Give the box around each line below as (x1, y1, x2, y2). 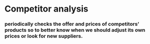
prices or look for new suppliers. (4, 33, 83, 40)
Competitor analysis (4, 3, 89, 15)
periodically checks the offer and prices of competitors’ (4, 21, 139, 28)
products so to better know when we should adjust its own (4, 27, 146, 33)
